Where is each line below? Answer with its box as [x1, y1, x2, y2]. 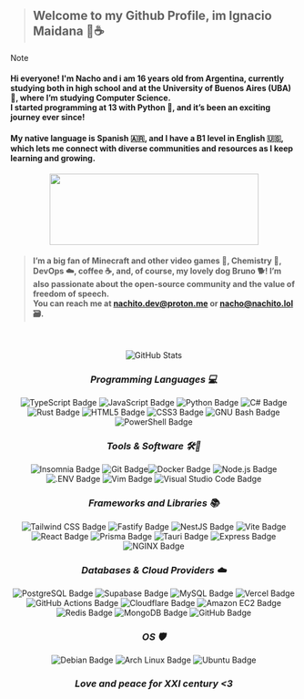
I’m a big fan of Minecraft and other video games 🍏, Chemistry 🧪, [32, 255, 282, 266]
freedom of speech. [32, 288, 110, 300]
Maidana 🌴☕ [32, 24, 105, 39]
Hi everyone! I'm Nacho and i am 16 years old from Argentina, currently [10, 73, 285, 84]
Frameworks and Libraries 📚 [88, 497, 219, 509]
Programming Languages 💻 [90, 373, 218, 385]
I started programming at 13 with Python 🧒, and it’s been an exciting [10, 102, 271, 113]
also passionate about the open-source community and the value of [32, 279, 295, 290]
